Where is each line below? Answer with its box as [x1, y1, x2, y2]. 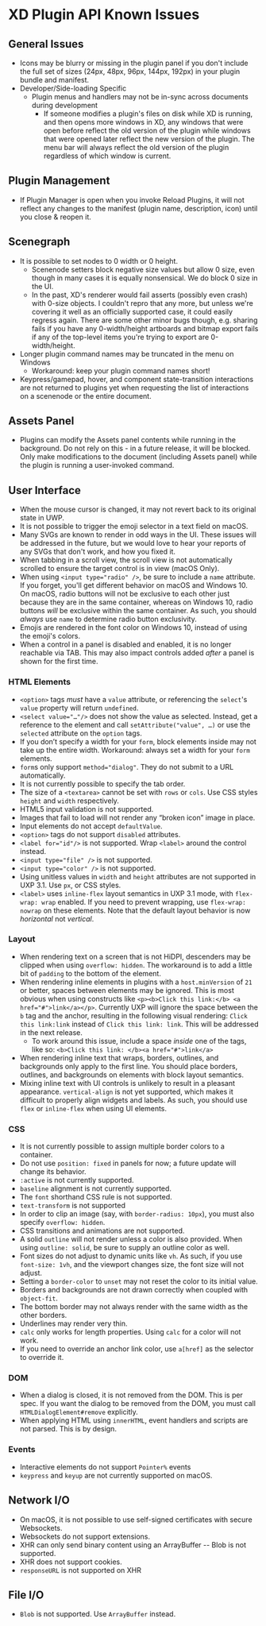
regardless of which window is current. [43, 151, 172, 160]
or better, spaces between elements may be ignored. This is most [19, 985, 234, 995]
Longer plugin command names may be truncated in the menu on [19, 349, 234, 358]
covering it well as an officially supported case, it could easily [31, 307, 233, 316]
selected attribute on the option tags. [19, 728, 143, 738]
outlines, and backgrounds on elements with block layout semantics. [19, 1070, 245, 1079]
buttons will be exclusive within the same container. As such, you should [19, 606, 256, 616]
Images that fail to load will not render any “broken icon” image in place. [19, 813, 256, 822]
